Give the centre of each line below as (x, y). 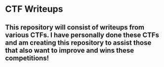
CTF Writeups (34, 9)
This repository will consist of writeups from (75, 27)
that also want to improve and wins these (70, 50)
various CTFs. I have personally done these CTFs (82, 35)
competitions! (27, 58)
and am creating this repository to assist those (78, 43)
